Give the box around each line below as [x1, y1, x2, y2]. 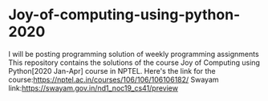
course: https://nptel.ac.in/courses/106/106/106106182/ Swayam [8, 75, 219, 84]
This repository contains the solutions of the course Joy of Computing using [8, 58, 261, 67]
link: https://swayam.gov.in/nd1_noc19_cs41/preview [8, 83, 179, 93]
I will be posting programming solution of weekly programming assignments [8, 49, 259, 59]
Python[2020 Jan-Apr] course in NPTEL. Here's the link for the [8, 66, 216, 75]
